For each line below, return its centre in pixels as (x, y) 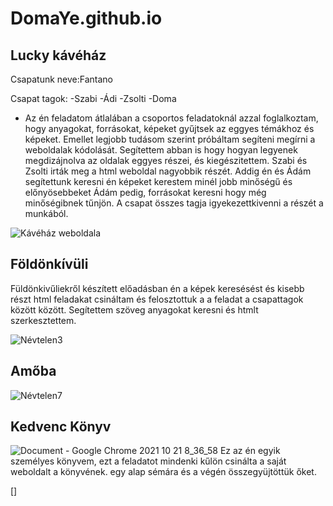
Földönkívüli (49, 264)
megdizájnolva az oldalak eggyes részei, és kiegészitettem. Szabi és (166, 160)
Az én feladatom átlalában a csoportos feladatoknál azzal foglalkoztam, (171, 118)
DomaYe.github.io (86, 18)
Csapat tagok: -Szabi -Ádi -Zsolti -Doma (93, 98)
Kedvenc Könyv (61, 427)
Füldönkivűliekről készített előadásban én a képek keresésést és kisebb (157, 288)
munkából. (46, 213)
